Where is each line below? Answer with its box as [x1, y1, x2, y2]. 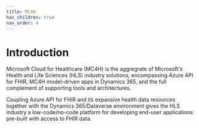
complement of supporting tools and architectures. [6, 84, 131, 92]
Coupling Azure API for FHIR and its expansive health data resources [6, 96, 176, 103]
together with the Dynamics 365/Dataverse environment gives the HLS [6, 102, 180, 109]
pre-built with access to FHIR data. [6, 115, 92, 123]
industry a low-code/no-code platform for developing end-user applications [6, 109, 193, 116]
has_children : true [6, 14, 55, 20]
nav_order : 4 [6, 20, 39, 26]
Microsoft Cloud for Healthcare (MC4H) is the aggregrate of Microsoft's [6, 65, 183, 72]
